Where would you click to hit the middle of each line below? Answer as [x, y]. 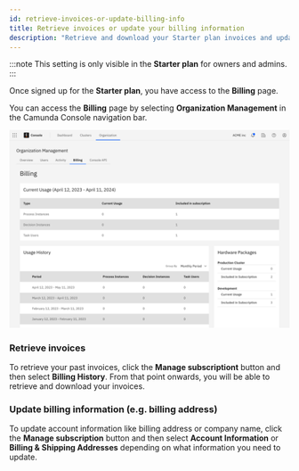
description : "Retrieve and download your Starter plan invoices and [141, 37]
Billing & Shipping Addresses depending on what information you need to [145, 448]
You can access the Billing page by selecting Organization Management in [148, 108]
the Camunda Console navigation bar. [78, 118]
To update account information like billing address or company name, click [146, 429]
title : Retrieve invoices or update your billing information [127, 28]
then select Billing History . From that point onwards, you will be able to [140, 377]
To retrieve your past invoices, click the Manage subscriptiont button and [145, 368]
